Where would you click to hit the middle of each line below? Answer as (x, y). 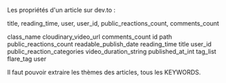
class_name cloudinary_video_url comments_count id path (90, 37)
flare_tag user (27, 59)
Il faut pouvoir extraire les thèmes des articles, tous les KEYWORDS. (104, 72)
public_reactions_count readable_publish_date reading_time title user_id (110, 44)
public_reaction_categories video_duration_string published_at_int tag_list (112, 52)
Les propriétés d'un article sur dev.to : (62, 10)
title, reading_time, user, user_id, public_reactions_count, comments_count (113, 23)
